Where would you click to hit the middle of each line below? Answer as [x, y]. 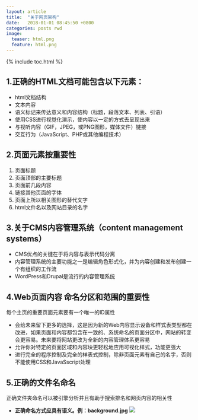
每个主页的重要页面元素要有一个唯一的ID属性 [61, 313]
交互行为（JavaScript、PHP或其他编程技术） [69, 134]
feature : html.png [34, 45]
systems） [26, 239]
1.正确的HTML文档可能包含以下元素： [75, 82]
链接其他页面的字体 [38, 192]
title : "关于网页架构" [33, 17]
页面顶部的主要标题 [38, 177]
